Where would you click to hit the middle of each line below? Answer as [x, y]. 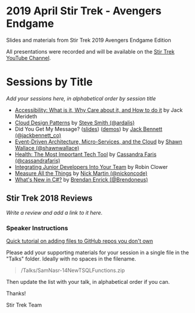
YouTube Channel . [29, 58]
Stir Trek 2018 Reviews [50, 198]
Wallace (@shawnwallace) [47, 148]
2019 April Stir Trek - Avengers [84, 11]
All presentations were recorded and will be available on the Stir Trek [90, 51]
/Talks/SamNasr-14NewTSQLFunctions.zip [73, 270]
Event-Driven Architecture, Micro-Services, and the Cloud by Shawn [98, 142]
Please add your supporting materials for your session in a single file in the [97, 252]
